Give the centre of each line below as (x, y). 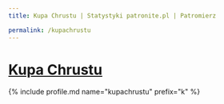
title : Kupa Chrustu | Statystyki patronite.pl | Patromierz (112, 16)
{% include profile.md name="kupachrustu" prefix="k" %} (104, 92)
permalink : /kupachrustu (50, 30)
